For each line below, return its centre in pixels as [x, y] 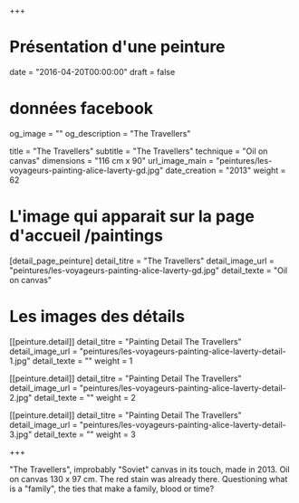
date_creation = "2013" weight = [226, 170]
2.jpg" [21, 397]
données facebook [82, 109]
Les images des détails [97, 317]
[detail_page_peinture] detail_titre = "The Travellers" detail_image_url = [142, 261]
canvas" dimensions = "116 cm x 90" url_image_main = [112, 160]
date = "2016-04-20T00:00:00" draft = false [92, 71]
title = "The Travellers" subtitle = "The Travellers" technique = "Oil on [139, 151]
